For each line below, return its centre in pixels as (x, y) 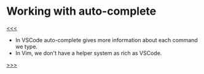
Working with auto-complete (81, 11)
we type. (26, 46)
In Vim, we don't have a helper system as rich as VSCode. (88, 53)
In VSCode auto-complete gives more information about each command (106, 40)
